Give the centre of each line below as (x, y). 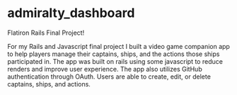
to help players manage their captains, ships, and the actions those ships (114, 54)
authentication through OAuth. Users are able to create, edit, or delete (109, 77)
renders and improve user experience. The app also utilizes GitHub (105, 69)
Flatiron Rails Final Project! (46, 33)
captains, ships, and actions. (49, 84)
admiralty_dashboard (71, 13)
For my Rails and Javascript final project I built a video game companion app (118, 46)
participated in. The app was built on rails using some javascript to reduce (115, 61)
